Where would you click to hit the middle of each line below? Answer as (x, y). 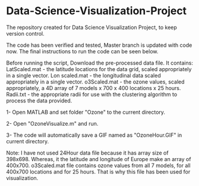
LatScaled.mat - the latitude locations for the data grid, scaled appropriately (99, 69)
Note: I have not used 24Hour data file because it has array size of (87, 153)
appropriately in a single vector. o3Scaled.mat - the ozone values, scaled (96, 82)
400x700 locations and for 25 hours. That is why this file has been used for (98, 171)
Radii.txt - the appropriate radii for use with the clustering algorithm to (92, 94)
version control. (25, 33)
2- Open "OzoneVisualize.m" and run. (52, 123)
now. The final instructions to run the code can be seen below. (82, 51)
